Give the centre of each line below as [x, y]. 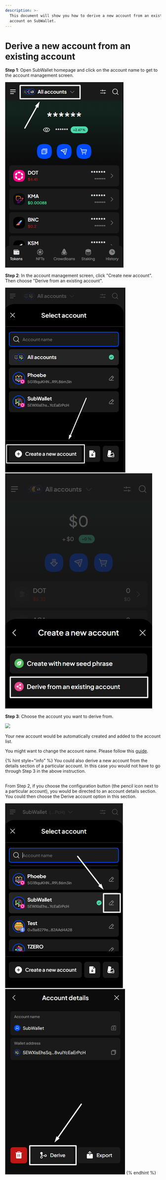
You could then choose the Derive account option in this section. [71, 796]
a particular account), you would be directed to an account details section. [81, 791]
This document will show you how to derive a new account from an [79, 16]
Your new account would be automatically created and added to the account [83, 736]
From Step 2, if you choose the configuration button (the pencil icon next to [82, 786]
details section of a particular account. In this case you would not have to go [83, 766]
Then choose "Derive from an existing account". [54, 281]
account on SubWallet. [33, 21]
